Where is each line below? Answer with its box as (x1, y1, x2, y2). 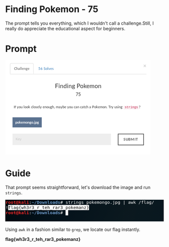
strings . (5, 190, 23, 196)
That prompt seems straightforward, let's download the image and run (5, 184, 151, 190)
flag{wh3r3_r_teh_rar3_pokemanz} (5, 236, 81, 242)
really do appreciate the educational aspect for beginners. (5, 25, 126, 31)
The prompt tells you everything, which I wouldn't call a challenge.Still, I (5, 20, 154, 26)
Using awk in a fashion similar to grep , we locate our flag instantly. (5, 226, 141, 232)
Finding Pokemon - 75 (5, 4, 99, 15)
